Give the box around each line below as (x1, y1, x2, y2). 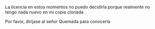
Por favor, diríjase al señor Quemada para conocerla (5, 19, 110, 24)
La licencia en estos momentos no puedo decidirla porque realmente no (5, 4, 151, 10)
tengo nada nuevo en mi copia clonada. (5, 9, 85, 15)
